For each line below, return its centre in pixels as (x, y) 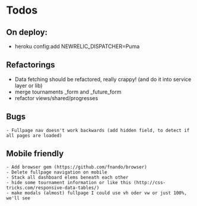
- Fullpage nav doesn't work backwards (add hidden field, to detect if (98, 130)
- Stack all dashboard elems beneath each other (67, 178)
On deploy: (27, 32)
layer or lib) (28, 85)
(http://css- (150, 183)
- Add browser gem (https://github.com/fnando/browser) (77, 167)
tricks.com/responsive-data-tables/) (53, 188)
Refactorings (31, 65)
